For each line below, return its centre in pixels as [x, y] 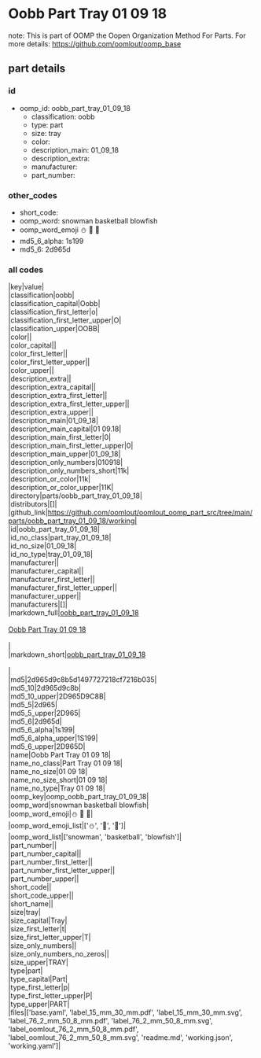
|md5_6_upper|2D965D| [47, 746]
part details [37, 69]
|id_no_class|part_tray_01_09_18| [60, 538]
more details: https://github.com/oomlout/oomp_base [95, 43]
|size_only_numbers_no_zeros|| [59, 954]
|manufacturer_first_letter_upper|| [63, 588]
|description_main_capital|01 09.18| [65, 429]
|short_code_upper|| [41, 896]
